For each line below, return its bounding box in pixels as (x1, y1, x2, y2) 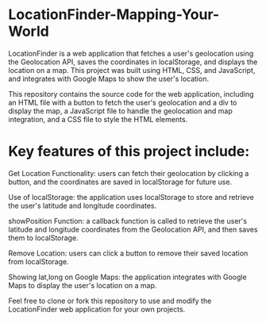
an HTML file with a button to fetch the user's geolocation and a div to (8, 98, 237, 107)
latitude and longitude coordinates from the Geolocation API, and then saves (8, 224, 258, 234)
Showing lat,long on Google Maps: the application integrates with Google (8, 272, 248, 282)
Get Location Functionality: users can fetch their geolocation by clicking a (8, 168, 249, 178)
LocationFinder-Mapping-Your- (8, 6, 220, 24)
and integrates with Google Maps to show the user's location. (8, 74, 209, 83)
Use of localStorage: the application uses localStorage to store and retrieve (8, 192, 254, 201)
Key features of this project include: (8, 143, 250, 160)
